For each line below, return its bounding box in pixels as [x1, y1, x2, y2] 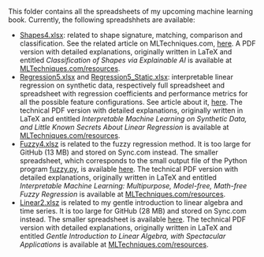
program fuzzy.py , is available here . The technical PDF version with [19, 165, 239, 173]
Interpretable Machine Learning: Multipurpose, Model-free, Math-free [19, 181, 247, 190]
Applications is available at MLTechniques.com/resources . [19, 240, 209, 249]
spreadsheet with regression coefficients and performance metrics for [19, 89, 248, 98]
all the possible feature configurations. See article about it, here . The [19, 98, 243, 106]
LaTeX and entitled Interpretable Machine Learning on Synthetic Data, [19, 114, 247, 123]
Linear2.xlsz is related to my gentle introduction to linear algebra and [19, 198, 244, 207]
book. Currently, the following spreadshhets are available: [8, 15, 195, 24]
